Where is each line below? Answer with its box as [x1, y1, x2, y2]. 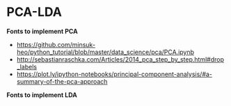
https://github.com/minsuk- [16, 40, 95, 48]
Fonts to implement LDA [6, 91, 77, 99]
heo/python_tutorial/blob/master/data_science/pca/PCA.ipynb [16, 48, 195, 56]
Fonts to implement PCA [6, 27, 78, 35]
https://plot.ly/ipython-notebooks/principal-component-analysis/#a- [16, 70, 213, 78]
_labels [16, 62, 38, 71]
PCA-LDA [6, 4, 62, 20]
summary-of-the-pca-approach [16, 77, 108, 85]
